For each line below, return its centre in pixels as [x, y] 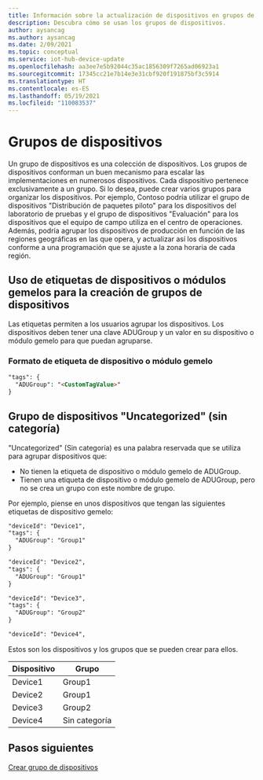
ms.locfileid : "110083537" [52, 103]
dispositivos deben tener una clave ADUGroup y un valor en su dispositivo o [131, 332]
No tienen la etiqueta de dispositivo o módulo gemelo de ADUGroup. [130, 471]
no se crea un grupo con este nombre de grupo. [97, 487]
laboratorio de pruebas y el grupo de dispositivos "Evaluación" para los [124, 214]
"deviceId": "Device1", [47, 526]
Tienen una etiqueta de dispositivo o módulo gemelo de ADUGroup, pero [137, 480]
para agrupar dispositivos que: [58, 456]
